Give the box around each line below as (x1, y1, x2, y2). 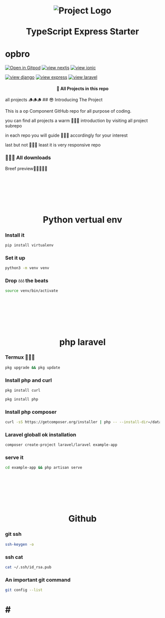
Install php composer (5, 408, 57, 415)
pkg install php (5, 397, 38, 402)
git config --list (5, 587, 43, 592)
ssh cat (5, 554, 23, 560)
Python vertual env (43, 214, 122, 225)
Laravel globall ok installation (5, 431, 77, 438)
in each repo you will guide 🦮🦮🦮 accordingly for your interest (5, 132, 128, 138)
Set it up (5, 254, 26, 261)
